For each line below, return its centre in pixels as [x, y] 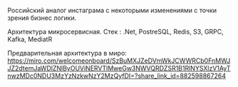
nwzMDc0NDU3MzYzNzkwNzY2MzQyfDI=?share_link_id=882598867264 [117, 76]
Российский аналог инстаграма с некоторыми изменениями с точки [112, 10]
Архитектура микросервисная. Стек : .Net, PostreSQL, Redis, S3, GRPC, [116, 32]
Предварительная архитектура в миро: [67, 53]
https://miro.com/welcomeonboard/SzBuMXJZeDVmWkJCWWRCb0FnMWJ [119, 61]
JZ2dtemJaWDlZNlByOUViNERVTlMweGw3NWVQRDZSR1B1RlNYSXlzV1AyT [119, 68]
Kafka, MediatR [30, 39]
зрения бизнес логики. [42, 18]
